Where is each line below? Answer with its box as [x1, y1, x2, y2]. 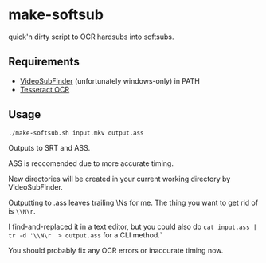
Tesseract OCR [19, 84, 70, 94]
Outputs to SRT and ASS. [8, 143, 91, 152]
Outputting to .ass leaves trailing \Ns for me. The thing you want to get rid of [8, 198, 259, 207]
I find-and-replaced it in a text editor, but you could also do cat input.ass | [8, 222, 257, 231]
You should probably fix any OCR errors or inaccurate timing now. [8, 245, 224, 255]
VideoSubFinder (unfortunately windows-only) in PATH [19, 76, 201, 85]
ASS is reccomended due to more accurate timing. [8, 158, 174, 168]
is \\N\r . [8, 206, 36, 216]
